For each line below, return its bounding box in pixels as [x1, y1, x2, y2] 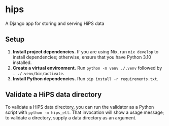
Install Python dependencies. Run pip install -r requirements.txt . [12, 75, 158, 82]
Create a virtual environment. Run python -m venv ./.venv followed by [12, 65, 162, 71]
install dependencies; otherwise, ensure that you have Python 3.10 [12, 54, 151, 60]
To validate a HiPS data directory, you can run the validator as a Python [5, 104, 154, 110]
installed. [12, 59, 32, 66]
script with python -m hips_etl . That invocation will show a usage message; [5, 109, 164, 115]
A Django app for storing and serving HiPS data [5, 20, 105, 26]
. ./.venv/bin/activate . [12, 70, 64, 76]
